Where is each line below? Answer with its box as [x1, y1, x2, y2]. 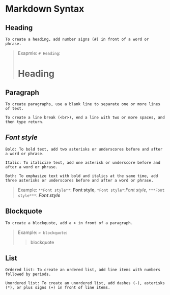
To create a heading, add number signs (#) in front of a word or [5, 37, 149, 42]
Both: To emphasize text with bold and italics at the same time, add [5, 173, 158, 179]
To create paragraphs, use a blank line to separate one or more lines [5, 102, 160, 107]
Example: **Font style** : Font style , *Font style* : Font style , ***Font [17, 187, 165, 193]
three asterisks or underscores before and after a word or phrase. [5, 178, 154, 183]
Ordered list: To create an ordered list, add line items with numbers [5, 268, 160, 273]
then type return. [5, 120, 44, 125]
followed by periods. [5, 272, 51, 277]
